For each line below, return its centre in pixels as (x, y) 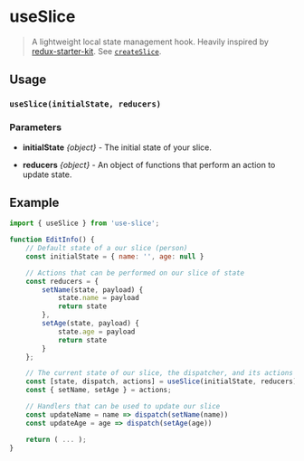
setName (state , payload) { (93, 290)
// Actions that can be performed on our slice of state (135, 273)
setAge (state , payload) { (91, 324)
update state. (47, 174)
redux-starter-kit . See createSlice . (96, 51)
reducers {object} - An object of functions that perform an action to (149, 165)
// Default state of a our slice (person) (107, 249)
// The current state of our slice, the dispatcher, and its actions (160, 373)
